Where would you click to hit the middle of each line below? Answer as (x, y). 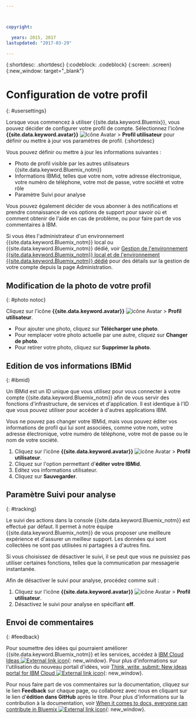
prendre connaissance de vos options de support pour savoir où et (87, 212)
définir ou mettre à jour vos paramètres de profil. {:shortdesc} (80, 141)
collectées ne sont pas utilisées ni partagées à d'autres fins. (78, 545)
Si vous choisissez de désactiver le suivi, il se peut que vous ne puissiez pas (98, 556)
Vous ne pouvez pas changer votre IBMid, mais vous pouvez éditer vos (92, 421)
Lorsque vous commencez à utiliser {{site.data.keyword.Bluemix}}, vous (93, 122)
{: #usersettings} (26, 111)
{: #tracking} (21, 509)
